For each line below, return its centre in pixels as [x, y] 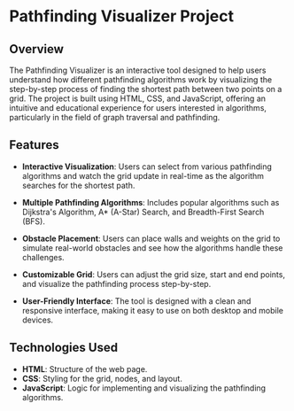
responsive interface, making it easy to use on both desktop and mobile [152, 310]
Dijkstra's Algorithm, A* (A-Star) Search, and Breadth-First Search [143, 212]
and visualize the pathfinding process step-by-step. [116, 283]
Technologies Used [63, 348]
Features [34, 145]
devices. [38, 320]
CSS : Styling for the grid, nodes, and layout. [102, 378]
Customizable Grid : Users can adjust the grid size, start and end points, [154, 274]
